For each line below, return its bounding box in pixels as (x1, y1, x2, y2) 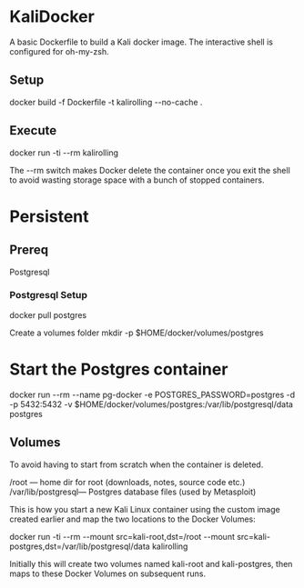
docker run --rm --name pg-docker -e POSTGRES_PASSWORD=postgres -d (9, 389, 296, 400)
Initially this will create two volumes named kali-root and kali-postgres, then (9, 558, 293, 569)
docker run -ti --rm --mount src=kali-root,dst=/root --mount (9, 531, 235, 542)
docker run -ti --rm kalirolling (9, 147, 119, 158)
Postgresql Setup (9, 289, 88, 302)
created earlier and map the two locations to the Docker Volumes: (9, 513, 257, 524)
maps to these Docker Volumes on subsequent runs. (9, 568, 207, 579)
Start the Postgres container (9, 359, 228, 380)
